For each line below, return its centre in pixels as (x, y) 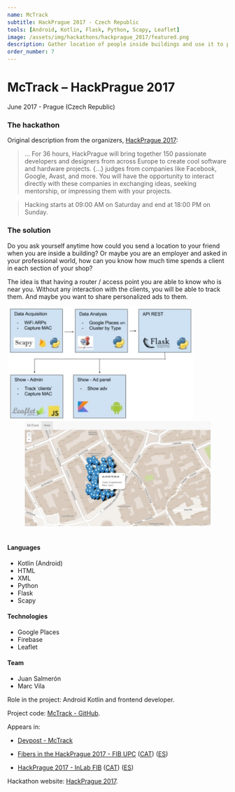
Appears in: (24, 727)
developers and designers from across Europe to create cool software (125, 161)
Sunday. (36, 212)
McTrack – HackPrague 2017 (91, 87)
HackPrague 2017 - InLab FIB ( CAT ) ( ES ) (76, 767)
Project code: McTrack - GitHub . (54, 713)
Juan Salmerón (39, 678)
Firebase (30, 639)
